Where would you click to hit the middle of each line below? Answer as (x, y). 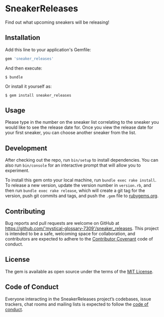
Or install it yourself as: (28, 86)
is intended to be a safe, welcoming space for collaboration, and (70, 234)
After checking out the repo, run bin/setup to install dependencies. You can (82, 160)
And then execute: (24, 68)
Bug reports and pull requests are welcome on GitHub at (62, 223)
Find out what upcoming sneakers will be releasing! (57, 22)
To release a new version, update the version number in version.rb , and (78, 185)
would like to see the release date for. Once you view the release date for (79, 127)
